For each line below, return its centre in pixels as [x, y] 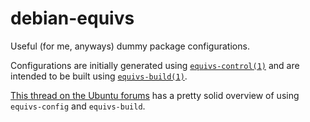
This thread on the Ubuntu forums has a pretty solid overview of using [155, 95]
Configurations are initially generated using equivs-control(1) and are [155, 65]
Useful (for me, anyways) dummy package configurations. [130, 46]
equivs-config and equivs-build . [78, 106]
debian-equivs [72, 18]
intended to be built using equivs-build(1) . [99, 76]
